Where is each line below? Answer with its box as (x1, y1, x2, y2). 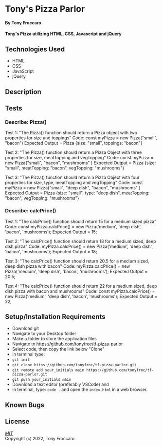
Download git (12, 325, 39, 332)
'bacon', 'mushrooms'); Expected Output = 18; (5, 248, 97, 254)
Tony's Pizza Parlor (5, 3, 85, 15)
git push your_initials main (12, 377, 72, 382)
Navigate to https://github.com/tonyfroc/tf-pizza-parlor (12, 341, 123, 347)
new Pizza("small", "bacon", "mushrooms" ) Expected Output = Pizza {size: (5, 160, 156, 166)
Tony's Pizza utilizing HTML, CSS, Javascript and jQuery (5, 31, 122, 37)
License (5, 417, 30, 426)
